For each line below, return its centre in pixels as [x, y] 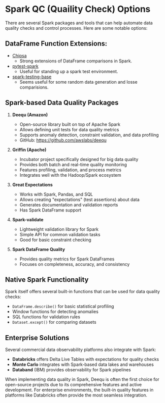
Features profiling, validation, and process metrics [70, 170]
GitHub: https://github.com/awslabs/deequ [63, 140]
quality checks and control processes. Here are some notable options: [76, 28]
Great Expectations [33, 185]
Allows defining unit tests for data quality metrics [69, 129]
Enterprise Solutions [37, 338]
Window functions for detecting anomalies [55, 312]
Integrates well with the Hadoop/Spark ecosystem [70, 175]
